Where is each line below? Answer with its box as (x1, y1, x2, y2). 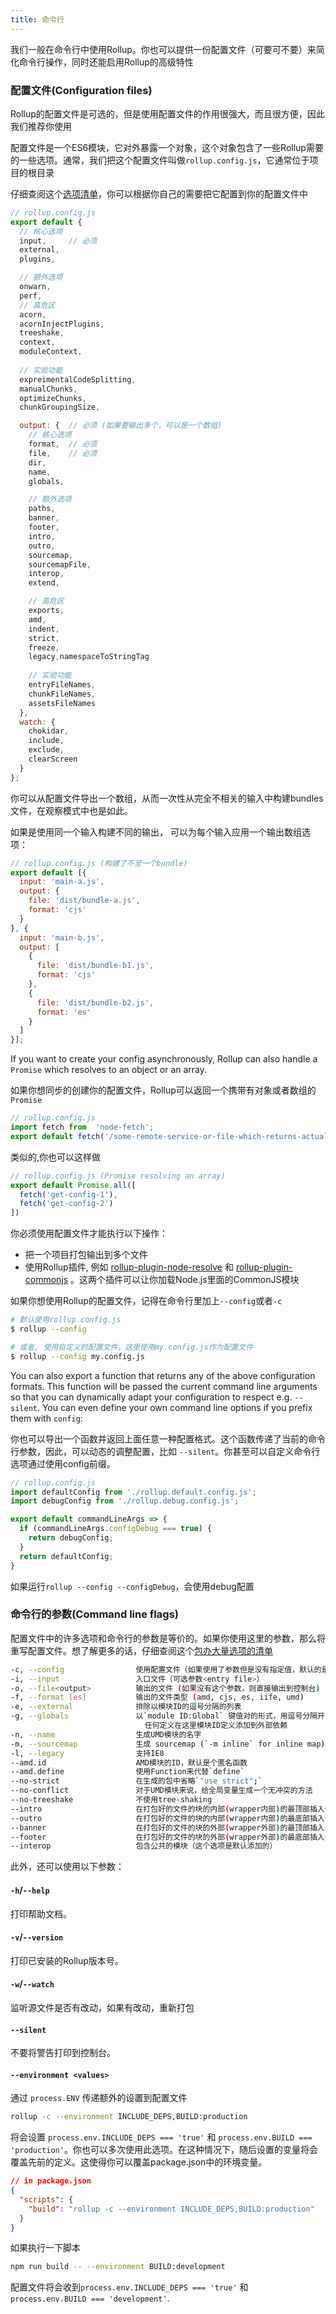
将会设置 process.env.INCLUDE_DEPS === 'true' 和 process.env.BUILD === (10, 2131, 313, 2143)
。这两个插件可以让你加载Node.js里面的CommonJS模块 (70, 1274, 300, 1286)
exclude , (28, 745, 65, 755)
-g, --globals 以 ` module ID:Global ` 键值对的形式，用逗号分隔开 (10, 1711, 326, 1721)
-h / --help (10, 1884, 50, 1896)
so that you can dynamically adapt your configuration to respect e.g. (10, 1391, 293, 1403)
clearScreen (28, 754, 78, 765)
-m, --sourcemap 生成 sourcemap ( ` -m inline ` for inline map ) (10, 1739, 326, 1749)
